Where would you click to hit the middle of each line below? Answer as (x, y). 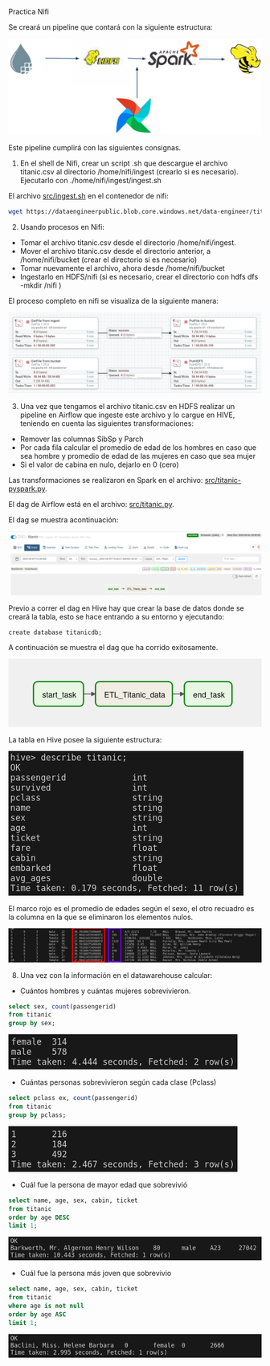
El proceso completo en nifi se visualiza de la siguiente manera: (113, 301)
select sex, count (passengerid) (62, 1006)
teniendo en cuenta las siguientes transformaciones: (107, 423)
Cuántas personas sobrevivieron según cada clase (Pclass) (118, 1082)
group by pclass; (37, 1115)
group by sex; (32, 1024)
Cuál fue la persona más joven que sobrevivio (96, 1274)
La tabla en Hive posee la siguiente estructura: (85, 740)
